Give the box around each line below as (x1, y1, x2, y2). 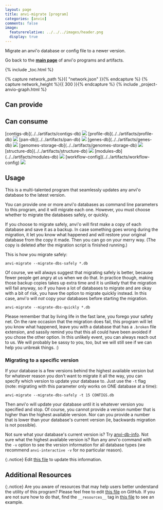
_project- (139, 81, 158, 87)
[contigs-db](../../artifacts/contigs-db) (5, 131, 81, 137)
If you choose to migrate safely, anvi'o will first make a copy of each (5, 221, 142, 227)
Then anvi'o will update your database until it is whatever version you (5, 401, 144, 408)
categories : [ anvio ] (5, 16, 47, 21)
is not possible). (5, 422, 37, 428)
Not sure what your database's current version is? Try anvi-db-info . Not (5, 431, 149, 437)
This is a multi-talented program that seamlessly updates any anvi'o (5, 186, 141, 193)
